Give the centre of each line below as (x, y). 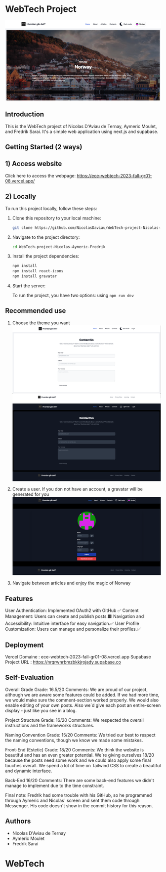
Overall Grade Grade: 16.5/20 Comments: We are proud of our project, (77, 689)
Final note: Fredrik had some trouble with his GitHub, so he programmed (79, 795)
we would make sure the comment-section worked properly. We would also (82, 700)
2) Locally (21, 196)
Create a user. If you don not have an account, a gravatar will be (78, 489)
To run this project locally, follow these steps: (51, 208)
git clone (22, 228)
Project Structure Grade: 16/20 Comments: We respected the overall (75, 720)
